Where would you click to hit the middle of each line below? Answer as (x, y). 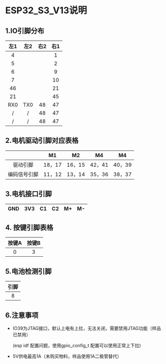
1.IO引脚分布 (25, 31)
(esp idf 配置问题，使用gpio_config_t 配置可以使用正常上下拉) (77, 346)
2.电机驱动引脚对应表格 (42, 141)
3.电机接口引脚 (29, 194)
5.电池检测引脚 (28, 271)
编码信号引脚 (23, 174)
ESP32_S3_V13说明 (46, 10)
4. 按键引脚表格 (29, 227)
